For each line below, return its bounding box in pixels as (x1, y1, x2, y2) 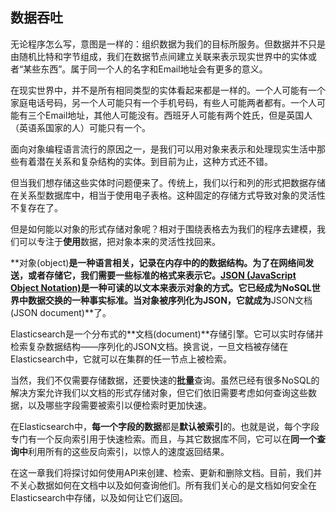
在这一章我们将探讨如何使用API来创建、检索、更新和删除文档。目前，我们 (10, 466, 314, 478)
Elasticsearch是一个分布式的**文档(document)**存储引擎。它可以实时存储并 (10, 328, 324, 340)
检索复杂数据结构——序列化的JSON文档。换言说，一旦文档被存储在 (10, 340, 289, 352)
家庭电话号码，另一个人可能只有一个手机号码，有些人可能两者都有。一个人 (10, 96, 317, 108)
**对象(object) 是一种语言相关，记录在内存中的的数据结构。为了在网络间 (10, 256, 306, 268)
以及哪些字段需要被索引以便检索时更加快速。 (27, 399, 212, 411)
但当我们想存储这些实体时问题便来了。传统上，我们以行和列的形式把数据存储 (10, 176, 326, 188)
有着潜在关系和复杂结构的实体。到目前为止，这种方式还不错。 (18, 155, 273, 167)
